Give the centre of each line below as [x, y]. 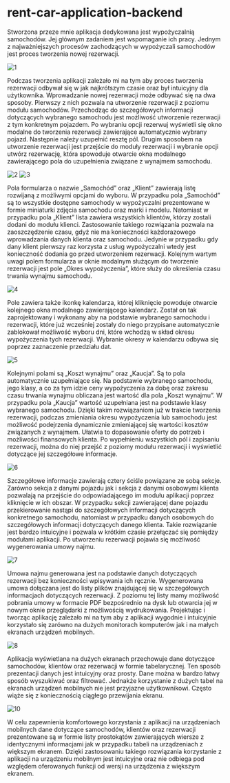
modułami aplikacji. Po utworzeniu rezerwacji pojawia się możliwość [104, 539]
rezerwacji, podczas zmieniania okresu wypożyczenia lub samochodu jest [112, 417]
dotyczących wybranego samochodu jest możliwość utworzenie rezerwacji [114, 117]
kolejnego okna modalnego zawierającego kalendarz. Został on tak [102, 310]
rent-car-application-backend [95, 13]
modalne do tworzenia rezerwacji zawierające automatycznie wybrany [107, 132]
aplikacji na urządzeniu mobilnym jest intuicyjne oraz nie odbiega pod [106, 759]
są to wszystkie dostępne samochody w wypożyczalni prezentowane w [108, 202]
